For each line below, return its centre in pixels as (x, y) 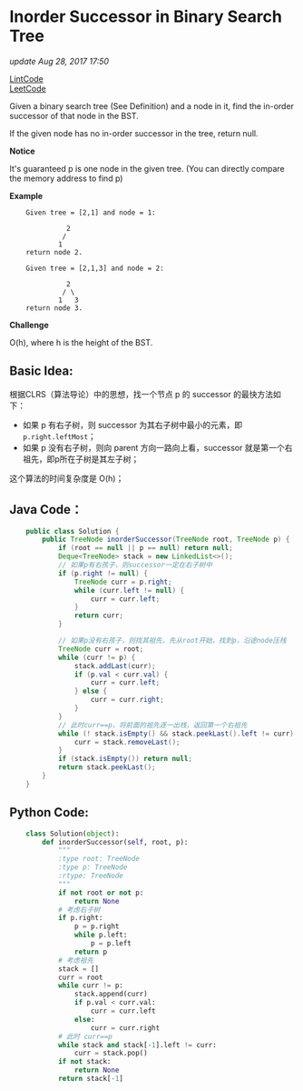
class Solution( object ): (73, 834)
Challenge (29, 325)
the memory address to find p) (66, 178)
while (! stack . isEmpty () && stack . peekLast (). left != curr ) (176, 734)
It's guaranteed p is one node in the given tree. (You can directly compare (147, 168)
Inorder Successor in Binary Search (146, 17)
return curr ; (99, 616)
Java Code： (46, 510)
